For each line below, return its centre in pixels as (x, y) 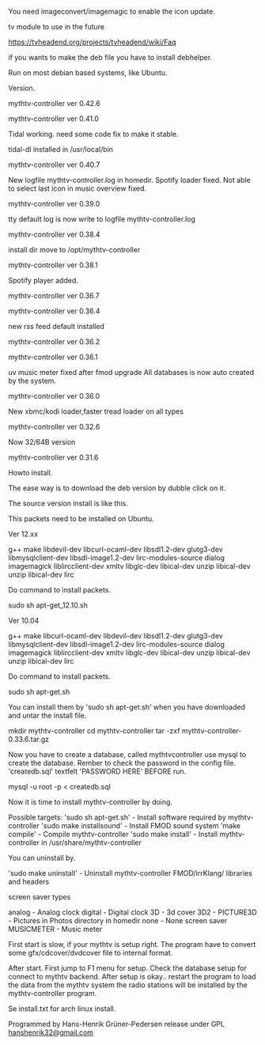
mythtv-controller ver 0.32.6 (54, 427)
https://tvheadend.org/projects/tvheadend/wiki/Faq (92, 42)
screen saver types (40, 897)
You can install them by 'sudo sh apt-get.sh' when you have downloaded (127, 707)
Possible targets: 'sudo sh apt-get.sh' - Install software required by (117, 817)
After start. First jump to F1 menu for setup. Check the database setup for (127, 968)
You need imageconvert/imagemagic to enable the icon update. (112, 11)
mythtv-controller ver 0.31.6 (53, 457)
